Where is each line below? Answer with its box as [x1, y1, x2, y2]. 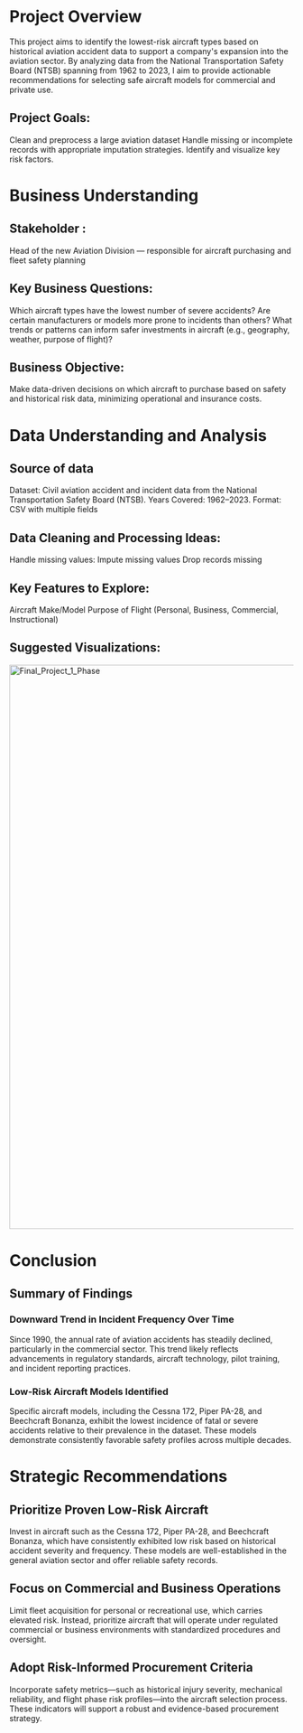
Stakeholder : [9, 221, 87, 237]
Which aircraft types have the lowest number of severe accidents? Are [9, 304, 271, 315]
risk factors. [9, 154, 54, 164]
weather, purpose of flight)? [9, 333, 113, 344]
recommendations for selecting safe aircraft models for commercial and [9, 74, 276, 85]
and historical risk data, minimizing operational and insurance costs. [9, 393, 262, 404]
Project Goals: [9, 110, 91, 126]
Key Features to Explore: [9, 580, 151, 595]
